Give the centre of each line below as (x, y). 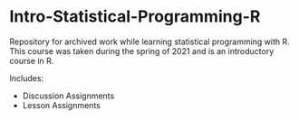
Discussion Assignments (68, 96)
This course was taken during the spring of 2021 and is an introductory (142, 51)
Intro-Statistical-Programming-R (135, 17)
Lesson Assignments (62, 105)
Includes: (26, 78)
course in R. (32, 60)
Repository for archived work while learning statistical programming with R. (149, 42)
